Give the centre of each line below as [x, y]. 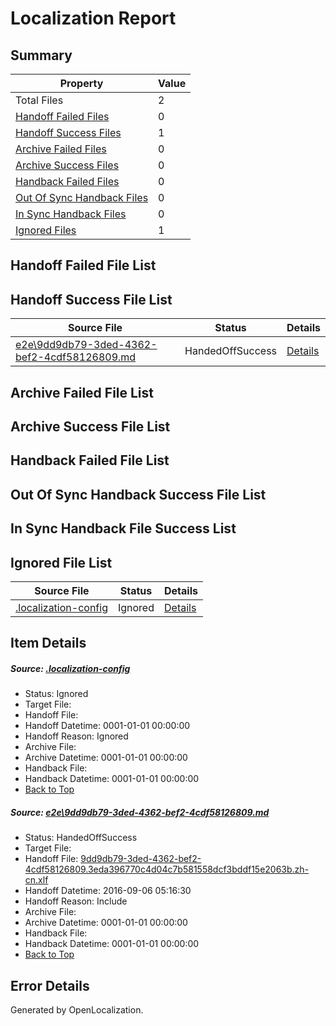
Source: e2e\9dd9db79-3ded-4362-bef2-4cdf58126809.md [140, 812]
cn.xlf [36, 880]
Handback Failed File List [90, 460]
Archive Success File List [90, 426]
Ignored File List [61, 562]
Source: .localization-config [70, 668]
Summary [41, 55]
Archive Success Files [67, 165]
